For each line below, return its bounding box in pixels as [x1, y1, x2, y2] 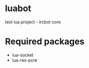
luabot [5, 3, 31, 14]
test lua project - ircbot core [5, 19, 61, 25]
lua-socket [12, 52, 34, 58]
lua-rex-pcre [12, 57, 38, 63]
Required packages [5, 36, 85, 47]
